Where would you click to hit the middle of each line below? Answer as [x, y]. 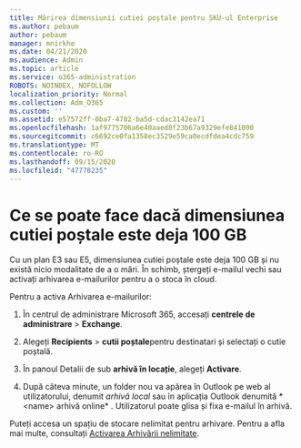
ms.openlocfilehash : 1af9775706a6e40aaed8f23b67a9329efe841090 [132, 128]
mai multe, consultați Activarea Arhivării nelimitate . [105, 433]
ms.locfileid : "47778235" [58, 170]
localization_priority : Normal [69, 94]
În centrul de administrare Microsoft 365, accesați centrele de [139, 314]
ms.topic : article [44, 69]
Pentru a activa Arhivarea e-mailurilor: [80, 297]
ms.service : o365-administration [73, 77]
